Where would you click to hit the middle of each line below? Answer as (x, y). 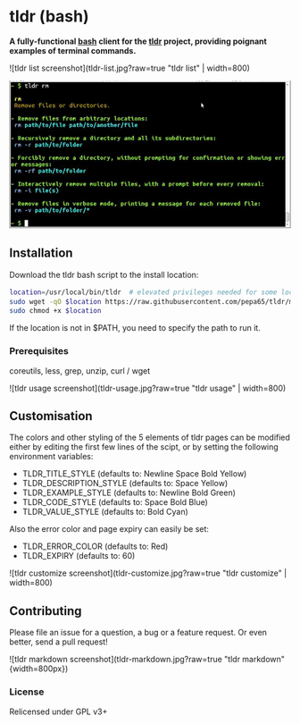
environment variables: (51, 457)
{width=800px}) (39, 669)
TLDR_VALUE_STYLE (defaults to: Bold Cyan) (105, 512)
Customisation (51, 416)
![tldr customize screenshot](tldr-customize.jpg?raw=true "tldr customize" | (148, 573)
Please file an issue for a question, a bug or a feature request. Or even (138, 633)
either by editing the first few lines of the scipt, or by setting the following (144, 447)
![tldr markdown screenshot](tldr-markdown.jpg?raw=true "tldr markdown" (147, 660)
